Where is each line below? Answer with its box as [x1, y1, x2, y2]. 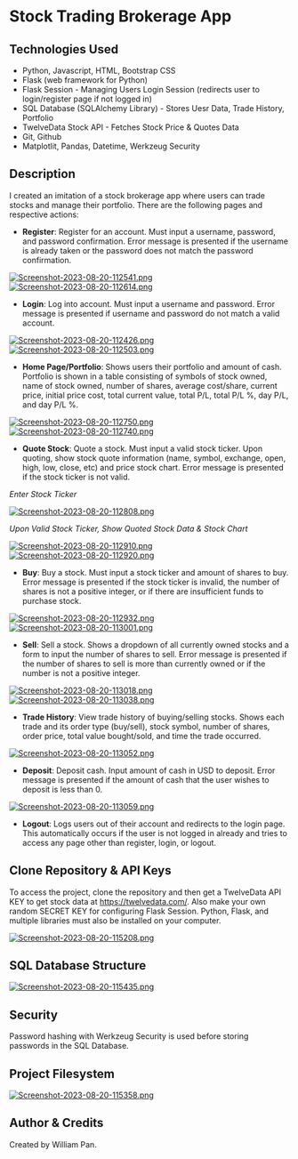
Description [9, 166, 76, 181]
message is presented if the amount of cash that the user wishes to [21, 774, 270, 785]
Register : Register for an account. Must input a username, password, [21, 226, 276, 237]
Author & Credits [9, 1115, 104, 1131]
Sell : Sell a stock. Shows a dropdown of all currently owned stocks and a [21, 639, 289, 650]
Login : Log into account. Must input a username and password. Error [21, 298, 276, 309]
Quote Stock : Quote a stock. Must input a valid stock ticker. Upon [21, 443, 263, 454]
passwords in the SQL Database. [9, 1041, 129, 1051]
